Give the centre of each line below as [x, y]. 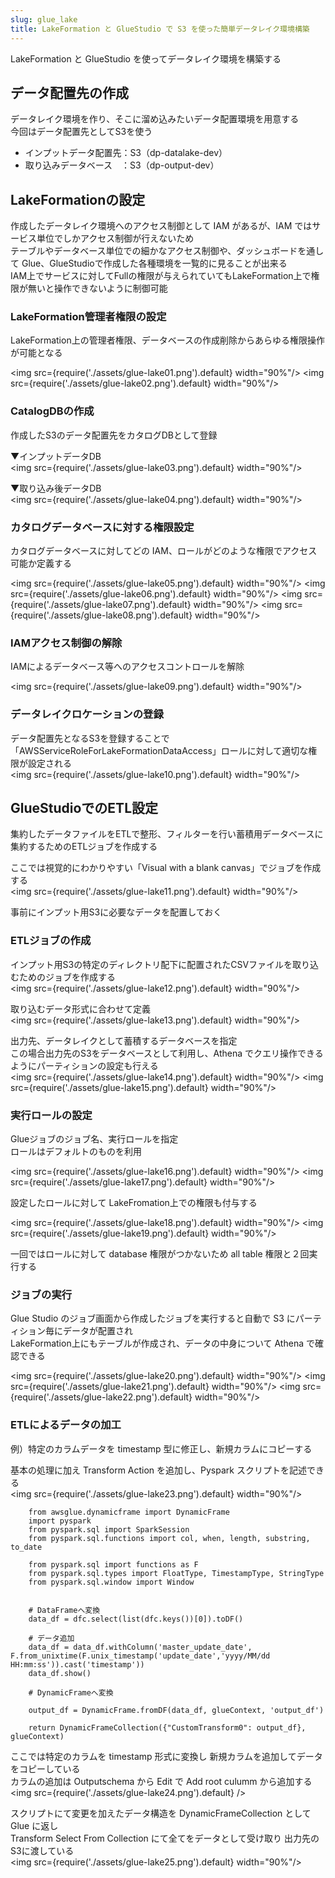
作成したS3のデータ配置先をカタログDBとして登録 [114, 435]
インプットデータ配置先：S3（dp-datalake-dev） [126, 153]
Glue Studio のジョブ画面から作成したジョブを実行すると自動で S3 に [153, 1318]
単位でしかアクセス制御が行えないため [115, 238]
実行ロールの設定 [51, 1115]
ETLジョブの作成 [51, 941]
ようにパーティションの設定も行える [84, 1065]
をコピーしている [45, 1768]
